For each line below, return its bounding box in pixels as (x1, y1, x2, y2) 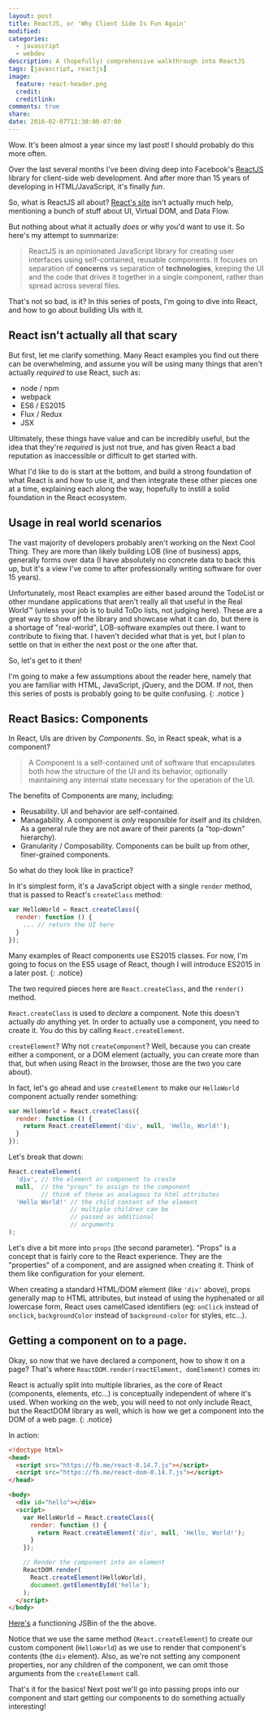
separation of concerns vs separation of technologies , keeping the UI (28, 263, 264, 273)
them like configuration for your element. (8, 1269, 145, 1278)
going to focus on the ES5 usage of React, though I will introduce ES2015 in (8, 959, 261, 969)
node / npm (19, 383, 59, 393)
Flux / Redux (19, 409, 63, 419)
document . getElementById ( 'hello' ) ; (29, 1581, 151, 1589)
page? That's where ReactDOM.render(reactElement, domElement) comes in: (8, 1364, 262, 1374)
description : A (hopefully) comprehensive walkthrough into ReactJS (8, 58, 245, 66)
